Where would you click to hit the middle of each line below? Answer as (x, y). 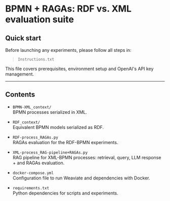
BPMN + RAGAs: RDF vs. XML (68, 9)
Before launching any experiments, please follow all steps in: (68, 50)
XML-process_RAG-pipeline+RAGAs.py (50, 152)
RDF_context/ (26, 122)
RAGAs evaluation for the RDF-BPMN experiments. (65, 142)
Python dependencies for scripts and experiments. (66, 193)
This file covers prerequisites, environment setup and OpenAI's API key (79, 69)
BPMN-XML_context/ (32, 107)
